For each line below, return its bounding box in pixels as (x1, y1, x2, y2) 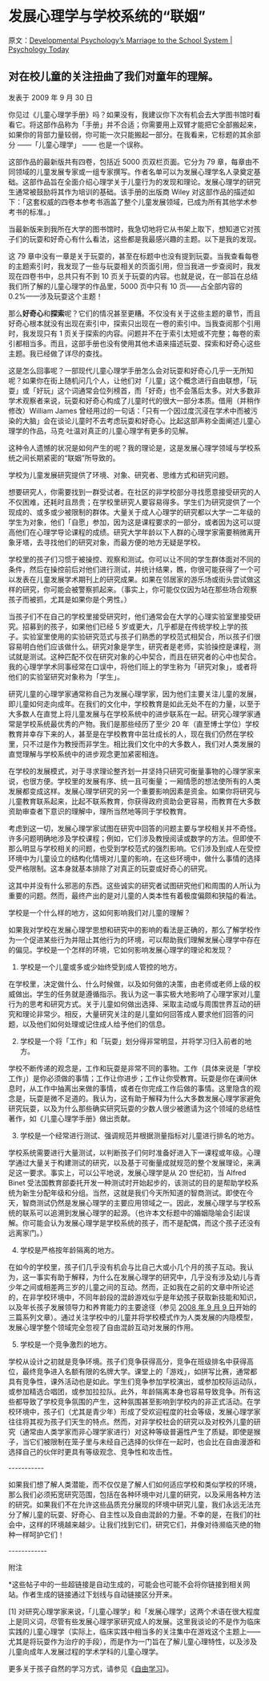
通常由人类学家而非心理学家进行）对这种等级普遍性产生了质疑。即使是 (22, 1426, 254, 1436)
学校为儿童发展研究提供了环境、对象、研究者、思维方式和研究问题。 (8, 470, 233, 479)
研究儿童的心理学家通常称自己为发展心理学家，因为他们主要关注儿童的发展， (8, 688, 261, 699)
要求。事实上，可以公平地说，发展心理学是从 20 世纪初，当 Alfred (29, 1168, 247, 1177)
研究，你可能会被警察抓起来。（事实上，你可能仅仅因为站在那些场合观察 (22, 584, 258, 594)
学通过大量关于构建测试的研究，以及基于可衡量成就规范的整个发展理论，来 (8, 1157, 254, 1167)
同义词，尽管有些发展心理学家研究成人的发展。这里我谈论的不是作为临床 (22, 1616, 261, 1626)
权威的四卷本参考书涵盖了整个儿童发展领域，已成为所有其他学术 (39, 197, 251, 206)
